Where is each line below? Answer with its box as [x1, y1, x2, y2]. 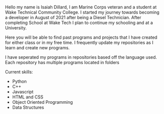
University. [5, 25, 27, 31]
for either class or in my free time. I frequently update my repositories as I [5, 40, 153, 46]
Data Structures [12, 105, 44, 110]
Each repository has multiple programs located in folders [5, 60, 119, 65]
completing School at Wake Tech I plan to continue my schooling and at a [5, 20, 153, 25]
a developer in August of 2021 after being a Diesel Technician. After [5, 15, 141, 20]
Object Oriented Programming [12, 99, 73, 105]
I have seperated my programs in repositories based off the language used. [5, 54, 157, 60]
